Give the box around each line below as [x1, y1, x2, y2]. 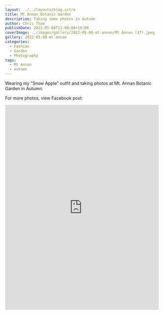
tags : [5, 58, 16, 63]
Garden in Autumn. [5, 86, 43, 91]
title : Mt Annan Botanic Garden [5, 12, 71, 17]
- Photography [9, 53, 38, 58]
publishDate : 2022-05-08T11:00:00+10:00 [5, 26, 89, 31]
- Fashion [9, 44, 29, 49]
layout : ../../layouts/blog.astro [5, 7, 76, 12]
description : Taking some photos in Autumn [5, 16, 96, 21]
